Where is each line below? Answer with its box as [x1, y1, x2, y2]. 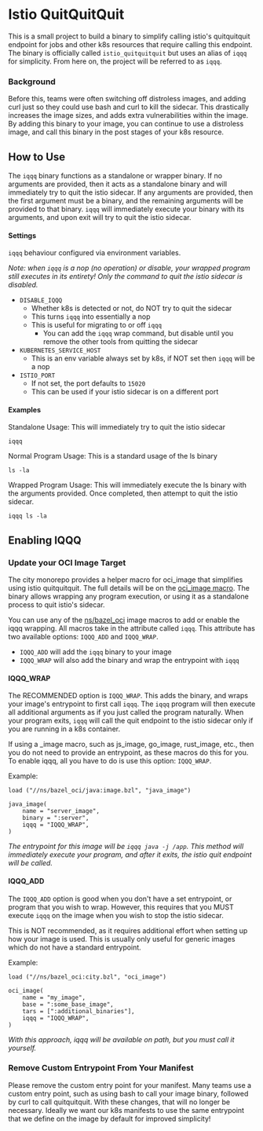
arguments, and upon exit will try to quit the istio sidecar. [8, 213, 192, 222]
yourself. [8, 1043, 37, 1052]
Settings [8, 230, 37, 240]
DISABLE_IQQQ [19, 297, 63, 305]
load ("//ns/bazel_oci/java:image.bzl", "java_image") [8, 787, 192, 795]
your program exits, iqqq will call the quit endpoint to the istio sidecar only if [8, 716, 254, 726]
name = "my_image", [22, 994, 86, 1001]
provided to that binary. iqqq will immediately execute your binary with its [8, 204, 245, 214]
